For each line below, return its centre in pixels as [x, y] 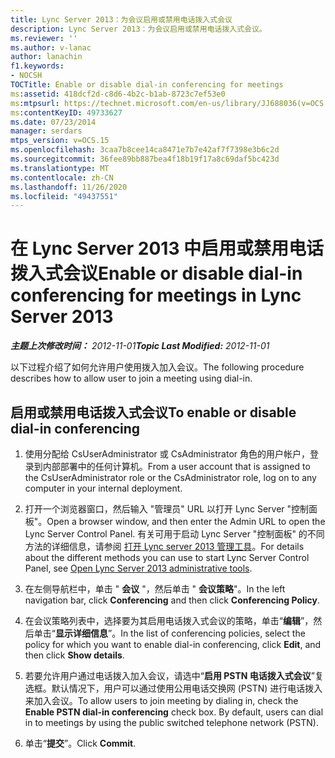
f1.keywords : [37, 66]
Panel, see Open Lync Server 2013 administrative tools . [138, 568]
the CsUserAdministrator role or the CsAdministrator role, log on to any [170, 477]
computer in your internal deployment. [103, 488]
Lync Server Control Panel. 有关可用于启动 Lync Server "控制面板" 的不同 [174, 534]
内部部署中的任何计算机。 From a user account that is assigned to [176, 466]
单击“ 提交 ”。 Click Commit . [80, 743]
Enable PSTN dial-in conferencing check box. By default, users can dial [174, 712]
